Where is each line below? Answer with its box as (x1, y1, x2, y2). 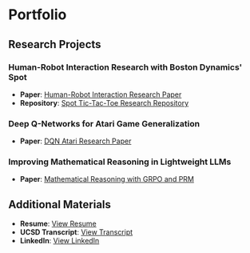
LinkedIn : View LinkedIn (19, 236, 100, 246)
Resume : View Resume (19, 219, 97, 229)
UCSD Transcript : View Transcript (19, 227, 133, 237)
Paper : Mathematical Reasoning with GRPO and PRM (19, 175, 194, 184)
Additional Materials (8, 198, 112, 211)
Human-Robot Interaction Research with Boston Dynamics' (8, 62, 242, 73)
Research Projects (8, 38, 101, 51)
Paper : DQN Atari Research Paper (19, 136, 132, 146)
